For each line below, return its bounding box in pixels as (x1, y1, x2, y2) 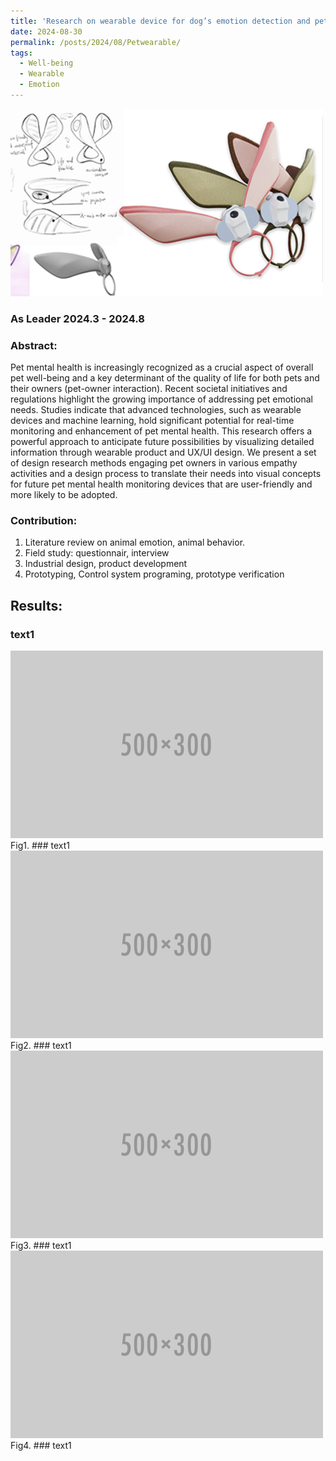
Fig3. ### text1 (10, 1240, 72, 1252)
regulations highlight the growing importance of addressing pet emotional (10, 393, 313, 405)
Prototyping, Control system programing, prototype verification (24, 568, 285, 580)
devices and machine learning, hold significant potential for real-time (10, 415, 295, 427)
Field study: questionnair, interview (24, 547, 170, 559)
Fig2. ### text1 (10, 1040, 72, 1052)
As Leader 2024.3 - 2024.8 (10, 311, 145, 325)
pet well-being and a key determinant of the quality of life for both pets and (10, 372, 320, 384)
